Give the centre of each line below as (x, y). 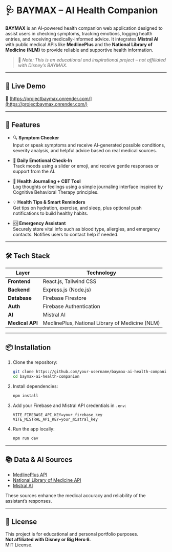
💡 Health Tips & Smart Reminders (49, 202)
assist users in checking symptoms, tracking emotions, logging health (79, 33)
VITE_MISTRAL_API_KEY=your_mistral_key (55, 419)
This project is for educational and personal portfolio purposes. (72, 534)
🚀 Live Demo (26, 86)
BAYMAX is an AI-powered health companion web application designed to (84, 28)
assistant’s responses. (29, 501)
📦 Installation (28, 347)
